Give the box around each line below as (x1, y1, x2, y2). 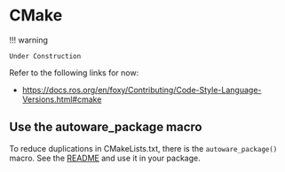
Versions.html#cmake (21, 94, 102, 105)
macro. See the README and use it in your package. (9, 152, 202, 163)
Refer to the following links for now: (9, 67, 139, 78)
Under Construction (9, 51, 82, 60)
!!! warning (9, 35, 49, 45)
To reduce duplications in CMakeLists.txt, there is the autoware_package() (9, 143, 278, 153)
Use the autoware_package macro (9, 120, 202, 135)
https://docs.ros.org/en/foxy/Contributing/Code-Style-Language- (21, 84, 262, 95)
